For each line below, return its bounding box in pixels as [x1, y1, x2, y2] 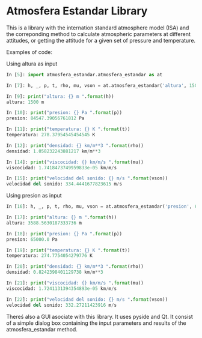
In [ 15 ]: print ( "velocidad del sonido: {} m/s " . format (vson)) [6, 175, 168, 181]
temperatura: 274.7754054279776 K [6, 253, 93, 259]
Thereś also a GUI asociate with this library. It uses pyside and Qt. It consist [6, 313, 194, 320]
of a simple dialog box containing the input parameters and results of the [6, 319, 186, 327]
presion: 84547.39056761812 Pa [6, 115, 85, 121]
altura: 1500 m [6, 99, 44, 105]
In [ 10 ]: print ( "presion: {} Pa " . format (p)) [6, 110, 122, 116]
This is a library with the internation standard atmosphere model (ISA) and [6, 24, 189, 31]
